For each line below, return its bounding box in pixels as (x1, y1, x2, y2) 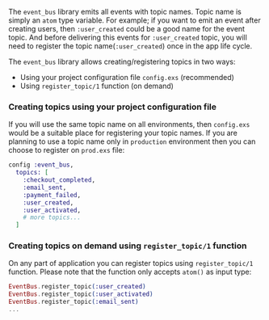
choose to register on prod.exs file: (8, 145, 125, 155)
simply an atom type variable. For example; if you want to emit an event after (8, 15, 261, 25)
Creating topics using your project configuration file (8, 101, 216, 112)
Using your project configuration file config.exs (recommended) (19, 73, 234, 82)
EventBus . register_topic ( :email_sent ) (8, 298, 139, 306)
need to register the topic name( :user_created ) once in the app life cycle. (8, 41, 253, 51)
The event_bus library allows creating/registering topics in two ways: (8, 57, 236, 66)
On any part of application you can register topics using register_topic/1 (8, 259, 254, 268)
